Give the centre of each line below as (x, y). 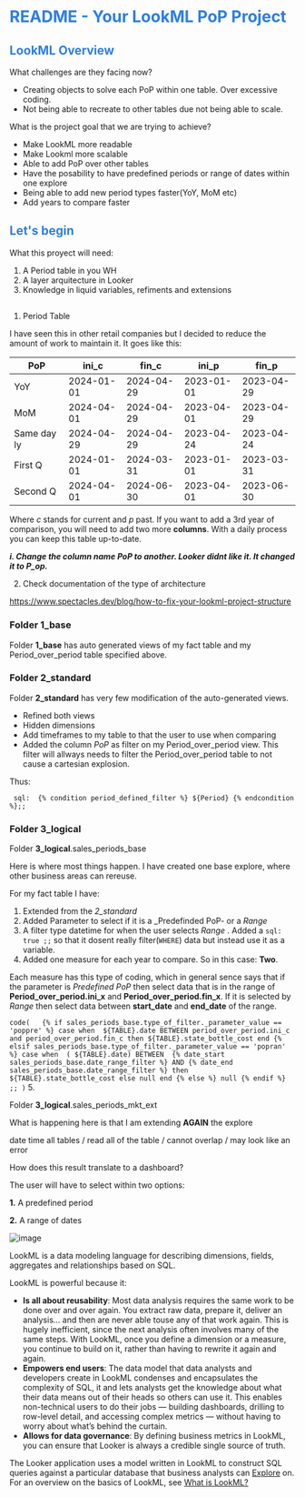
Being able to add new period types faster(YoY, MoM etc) (130, 192)
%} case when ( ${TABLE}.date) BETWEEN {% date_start (117, 1055)
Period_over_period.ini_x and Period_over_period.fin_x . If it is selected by (150, 997)
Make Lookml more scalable (75, 154)
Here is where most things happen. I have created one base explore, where (150, 867)
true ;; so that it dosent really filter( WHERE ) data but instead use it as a (154, 940)
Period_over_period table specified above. (89, 654)
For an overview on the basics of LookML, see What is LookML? (129, 1482)
